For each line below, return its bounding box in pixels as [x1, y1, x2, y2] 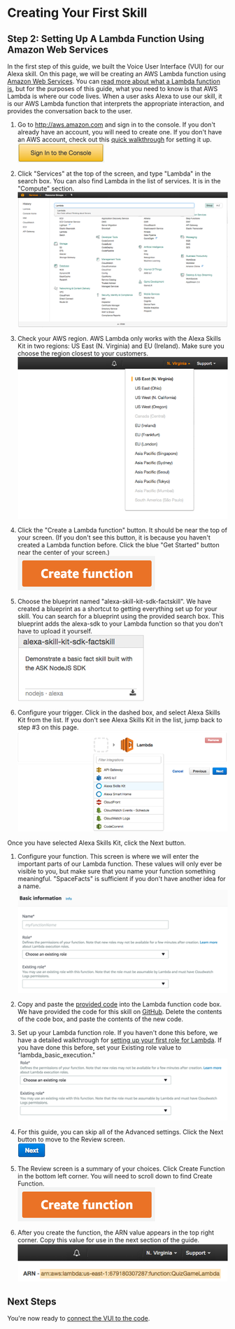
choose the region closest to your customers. [17, 349, 149, 358]
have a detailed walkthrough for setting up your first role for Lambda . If [17, 1036, 222, 1044]
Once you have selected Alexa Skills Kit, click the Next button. [7, 838, 186, 848]
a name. [17, 882, 41, 890]
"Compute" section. [17, 184, 75, 192]
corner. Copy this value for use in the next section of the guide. [17, 1236, 200, 1244]
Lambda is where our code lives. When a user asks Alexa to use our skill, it [7, 92, 222, 100]
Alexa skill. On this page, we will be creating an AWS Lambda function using [7, 70, 226, 78]
